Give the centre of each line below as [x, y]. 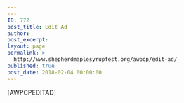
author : [19, 33]
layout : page [26, 46]
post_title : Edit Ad [38, 27]
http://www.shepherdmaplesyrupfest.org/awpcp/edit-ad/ [96, 60]
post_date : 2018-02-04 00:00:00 [54, 72]
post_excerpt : [28, 40]
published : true [31, 66]
